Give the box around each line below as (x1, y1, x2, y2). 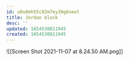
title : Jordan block (6, 14, 59, 21)
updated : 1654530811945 (6, 25, 67, 32)
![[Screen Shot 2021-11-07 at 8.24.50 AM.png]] (6, 48, 123, 55)
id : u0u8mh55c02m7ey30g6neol (6, 8, 80, 15)
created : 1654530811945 (6, 31, 67, 37)
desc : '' (6, 20, 28, 26)
